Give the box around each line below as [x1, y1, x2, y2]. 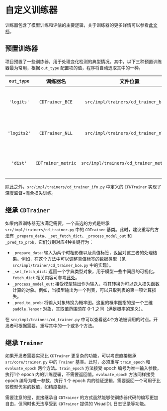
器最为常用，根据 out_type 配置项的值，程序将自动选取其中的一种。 [5, 64, 143, 70]
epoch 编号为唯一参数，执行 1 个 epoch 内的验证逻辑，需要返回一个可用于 [5, 378, 157, 384]
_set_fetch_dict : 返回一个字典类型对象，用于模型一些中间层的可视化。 [12, 268, 158, 274]
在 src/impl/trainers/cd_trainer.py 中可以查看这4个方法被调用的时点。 [5, 316, 154, 322]
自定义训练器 [5, 4, 58, 16]
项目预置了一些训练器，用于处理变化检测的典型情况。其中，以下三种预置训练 [5, 58, 162, 64]
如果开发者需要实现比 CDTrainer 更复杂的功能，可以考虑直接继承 [5, 353, 137, 359]
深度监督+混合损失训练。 [5, 190, 56, 196]
